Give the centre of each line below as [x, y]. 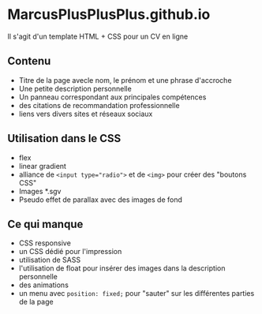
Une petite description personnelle [75, 88]
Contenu [29, 61]
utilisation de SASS [49, 260]
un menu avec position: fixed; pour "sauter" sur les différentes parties [137, 293]
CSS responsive [45, 243]
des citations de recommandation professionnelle [99, 105]
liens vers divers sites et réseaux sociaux [86, 114]
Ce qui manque [45, 224]
